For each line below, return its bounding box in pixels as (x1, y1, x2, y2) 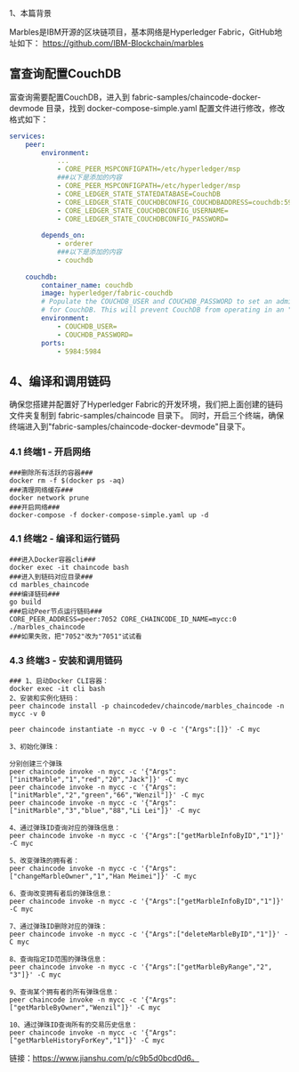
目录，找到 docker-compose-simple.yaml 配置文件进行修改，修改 (45, 102, 286, 113)
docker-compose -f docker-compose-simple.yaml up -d (9, 510, 209, 519)
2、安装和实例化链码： (9, 694, 80, 703)
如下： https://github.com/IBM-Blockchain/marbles (16, 38, 205, 48)
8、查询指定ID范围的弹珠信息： (9, 955, 109, 964)
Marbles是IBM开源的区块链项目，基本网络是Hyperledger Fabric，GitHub (9, 27, 275, 37)
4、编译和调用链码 (9, 373, 111, 389)
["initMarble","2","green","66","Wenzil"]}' (9, 791, 177, 800)
